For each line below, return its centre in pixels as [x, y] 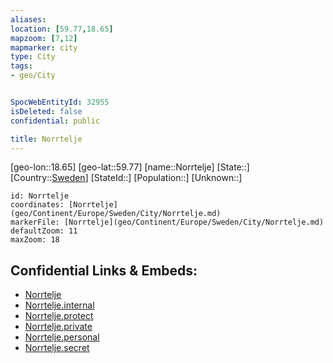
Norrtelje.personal [62, 337]
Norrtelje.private [58, 327]
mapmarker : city [44, 47]
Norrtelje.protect [59, 316]
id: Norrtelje [40, 196]
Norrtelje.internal [59, 305]
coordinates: [37, 205]
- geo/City [33, 76]
